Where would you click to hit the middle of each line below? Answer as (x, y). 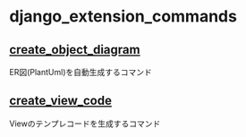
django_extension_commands (123, 17)
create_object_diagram (75, 50)
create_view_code (60, 101)
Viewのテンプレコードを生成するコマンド (85, 124)
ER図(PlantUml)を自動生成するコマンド (81, 72)
